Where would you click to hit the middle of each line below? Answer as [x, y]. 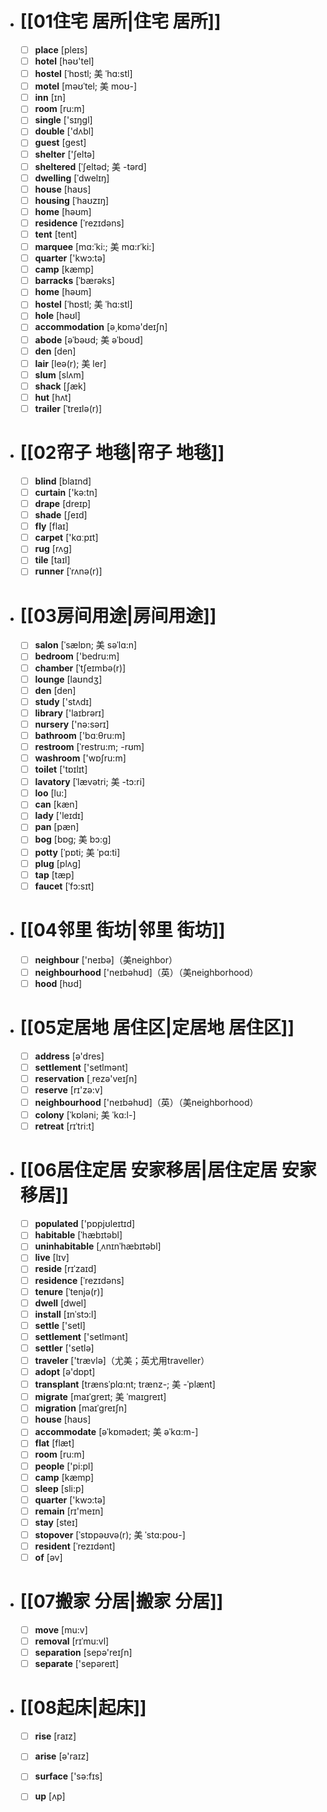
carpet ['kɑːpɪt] [66, 538]
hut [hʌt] [53, 397]
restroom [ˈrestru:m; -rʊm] [89, 746]
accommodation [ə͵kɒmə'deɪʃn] [101, 327]
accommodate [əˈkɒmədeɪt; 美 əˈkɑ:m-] [116, 1432]
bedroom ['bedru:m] [77, 656]
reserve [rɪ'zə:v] [68, 1090]
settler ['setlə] [64, 1348]
